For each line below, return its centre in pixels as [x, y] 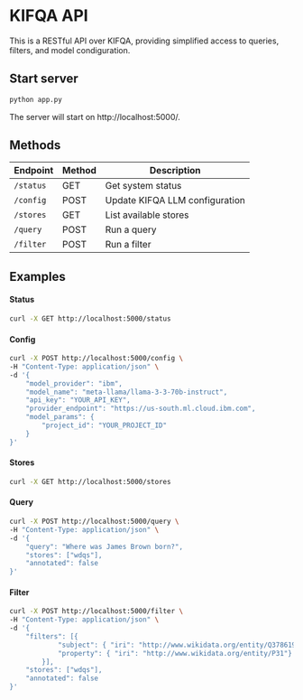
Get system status [143, 186]
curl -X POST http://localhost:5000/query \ [94, 522]
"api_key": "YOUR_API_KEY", [78, 400]
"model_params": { [60, 417]
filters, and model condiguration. [70, 50]
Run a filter [128, 245]
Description [175, 171]
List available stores [147, 215]
